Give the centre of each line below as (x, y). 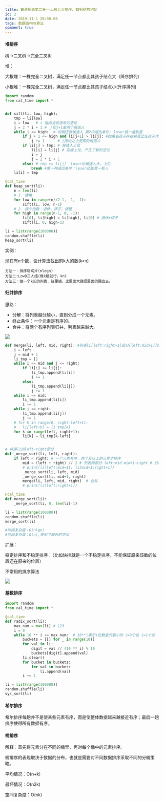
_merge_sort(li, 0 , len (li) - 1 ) (46, 504)
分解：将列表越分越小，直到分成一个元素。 (55, 315)
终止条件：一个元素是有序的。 (42, 321)
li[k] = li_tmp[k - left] (47, 436)
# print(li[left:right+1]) (50, 486)
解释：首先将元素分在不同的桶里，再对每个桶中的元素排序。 (65, 747)
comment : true (20, 28)
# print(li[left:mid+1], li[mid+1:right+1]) (69, 467)
